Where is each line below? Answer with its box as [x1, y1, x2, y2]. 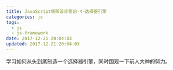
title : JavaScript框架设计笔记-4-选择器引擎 [6, 8, 107, 15]
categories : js [6, 14, 43, 20]
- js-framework [11, 30, 49, 36]
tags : [6, 19, 19, 25]
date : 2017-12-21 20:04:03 [6, 36, 72, 41]
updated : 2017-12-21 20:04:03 [6, 41, 80, 47]
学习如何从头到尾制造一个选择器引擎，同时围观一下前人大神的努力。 [6, 58, 171, 65]
